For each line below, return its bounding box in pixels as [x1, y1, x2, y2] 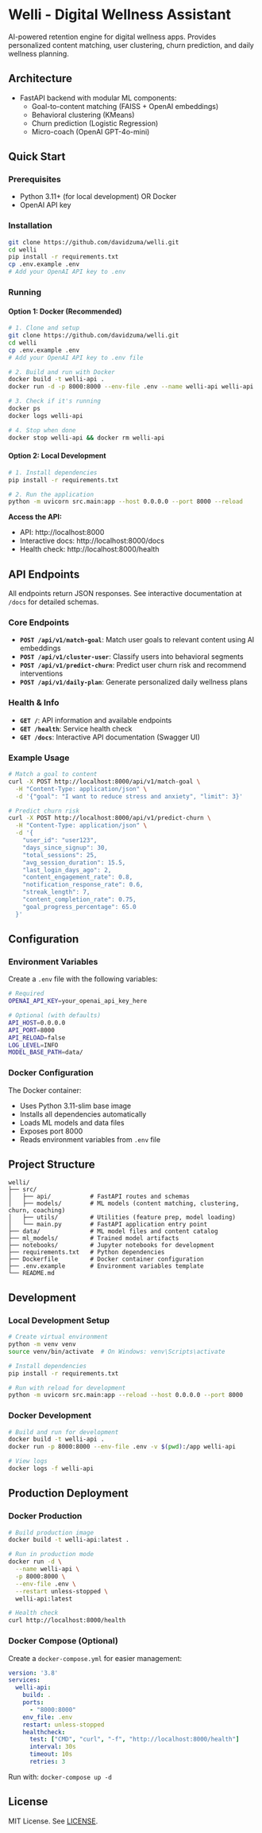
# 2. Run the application [8, 490, 94, 498]
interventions [19, 669, 64, 678]
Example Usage [8, 752, 70, 763]
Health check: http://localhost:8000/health [19, 544, 160, 554]
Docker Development [8, 1410, 92, 1422]
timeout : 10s [29, 1750, 73, 1758]
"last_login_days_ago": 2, [22, 866, 112, 874]
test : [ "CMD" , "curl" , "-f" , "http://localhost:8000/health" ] [29, 1735, 240, 1744]
